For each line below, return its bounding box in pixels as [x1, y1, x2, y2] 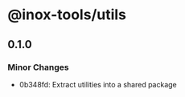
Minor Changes [7, 62, 69, 73]
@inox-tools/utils [7, 6, 126, 24]
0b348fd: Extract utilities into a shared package [18, 79, 178, 89]
